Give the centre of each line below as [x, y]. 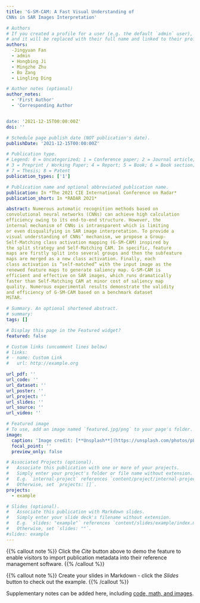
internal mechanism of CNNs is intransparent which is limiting [87, 226]
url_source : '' [25, 407]
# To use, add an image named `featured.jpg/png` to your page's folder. [100, 429]
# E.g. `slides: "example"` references [58, 523]
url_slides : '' [25, 402]
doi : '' [16, 127]
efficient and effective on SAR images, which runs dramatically [89, 275]
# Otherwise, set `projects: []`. [51, 484]
